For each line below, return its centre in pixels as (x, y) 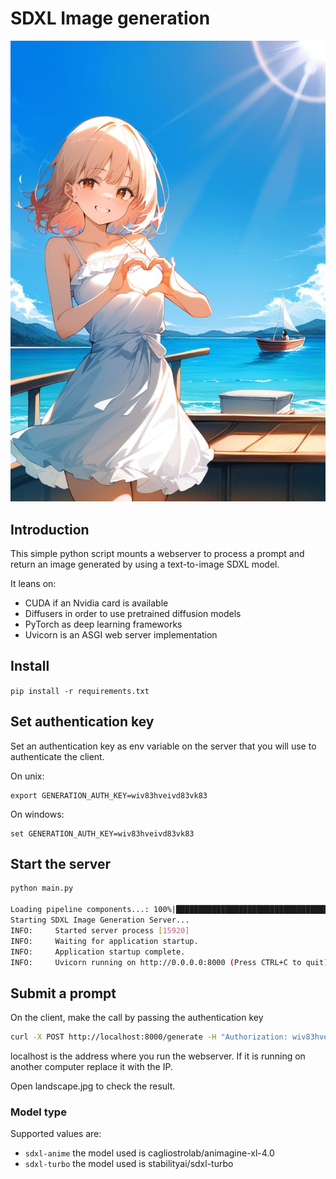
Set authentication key (82, 722)
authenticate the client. (57, 756)
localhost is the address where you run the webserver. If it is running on (158, 1056)
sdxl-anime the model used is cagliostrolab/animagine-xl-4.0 (149, 1153)
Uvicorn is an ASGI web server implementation (121, 635)
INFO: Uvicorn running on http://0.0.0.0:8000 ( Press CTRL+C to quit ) (169, 962)
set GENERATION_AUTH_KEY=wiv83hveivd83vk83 (102, 833)
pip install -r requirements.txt (80, 691)
